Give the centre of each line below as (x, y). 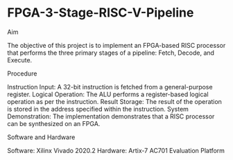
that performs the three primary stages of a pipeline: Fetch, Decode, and (111, 53)
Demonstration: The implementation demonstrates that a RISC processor (111, 116)
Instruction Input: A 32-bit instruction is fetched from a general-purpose (110, 87)
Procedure (22, 73)
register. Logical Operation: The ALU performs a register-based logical (108, 94)
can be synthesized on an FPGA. (54, 123)
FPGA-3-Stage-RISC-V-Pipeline (101, 13)
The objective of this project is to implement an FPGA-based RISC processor (116, 45)
